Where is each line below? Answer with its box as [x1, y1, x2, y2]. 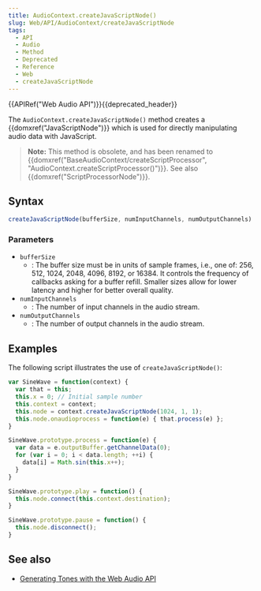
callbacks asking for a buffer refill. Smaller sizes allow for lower [31, 277, 237, 286]
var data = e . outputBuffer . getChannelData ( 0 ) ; [15, 443, 171, 452]
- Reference [15, 63, 55, 71]
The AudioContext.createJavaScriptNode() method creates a [8, 114, 206, 124]
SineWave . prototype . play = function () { [8, 487, 144, 496]
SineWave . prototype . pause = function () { [8, 516, 147, 525]
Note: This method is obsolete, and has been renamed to [27, 147, 214, 156]
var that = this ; [15, 386, 73, 394]
